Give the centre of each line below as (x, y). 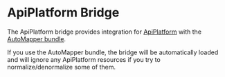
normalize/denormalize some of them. (62, 67)
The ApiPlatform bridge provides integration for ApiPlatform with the (105, 32)
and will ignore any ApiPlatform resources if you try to (84, 59)
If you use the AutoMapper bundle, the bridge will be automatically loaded (113, 52)
